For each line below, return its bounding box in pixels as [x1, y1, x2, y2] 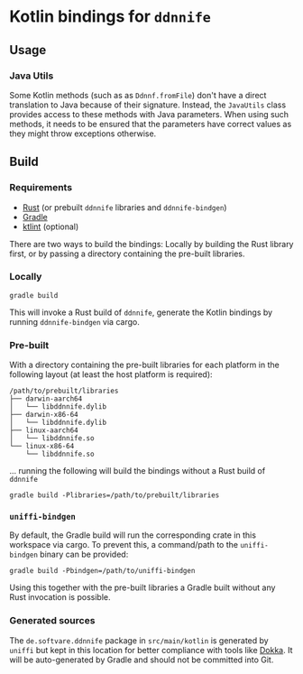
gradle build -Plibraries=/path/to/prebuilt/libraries [9, 491, 220, 500]
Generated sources [9, 614, 96, 627]
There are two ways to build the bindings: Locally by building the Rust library [9, 238, 294, 249]
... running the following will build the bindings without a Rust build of [9, 466, 266, 476]
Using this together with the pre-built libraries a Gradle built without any [9, 582, 276, 593]
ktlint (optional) [22, 221, 79, 232]
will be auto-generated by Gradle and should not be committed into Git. [9, 654, 274, 665]
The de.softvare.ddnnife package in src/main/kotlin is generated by [9, 634, 269, 646]
